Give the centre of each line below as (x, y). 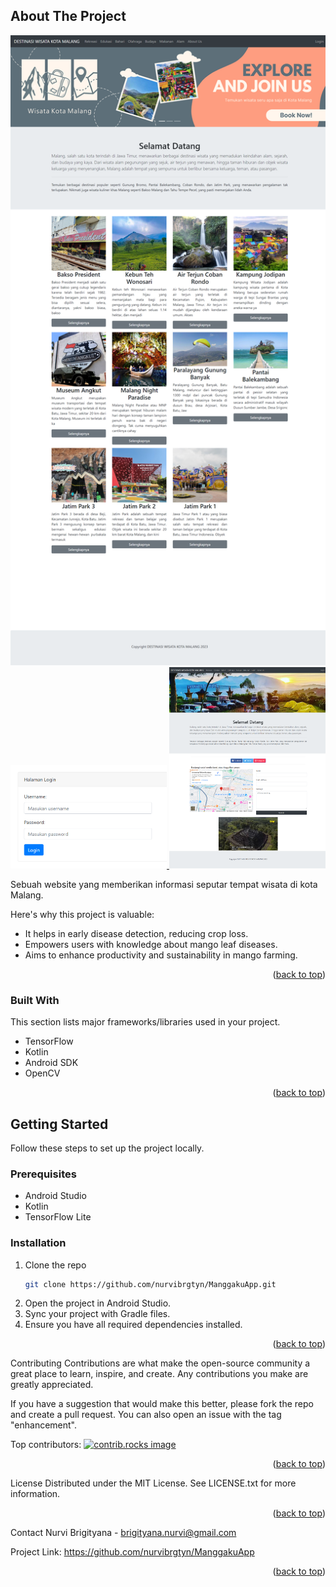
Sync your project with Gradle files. (97, 1314)
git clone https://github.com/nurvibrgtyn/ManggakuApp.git (150, 1284)
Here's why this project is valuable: (82, 914)
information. (35, 1494)
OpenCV (42, 1073)
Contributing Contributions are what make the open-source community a (160, 1363)
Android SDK (51, 1063)
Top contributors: (46, 1445)
